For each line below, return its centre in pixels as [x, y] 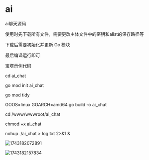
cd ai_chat [16, 76]
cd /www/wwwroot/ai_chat [33, 114]
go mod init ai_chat [25, 85]
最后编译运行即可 [23, 55]
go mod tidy [17, 95]
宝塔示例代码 [18, 66]
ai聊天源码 [16, 23]
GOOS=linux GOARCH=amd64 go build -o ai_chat [56, 104]
